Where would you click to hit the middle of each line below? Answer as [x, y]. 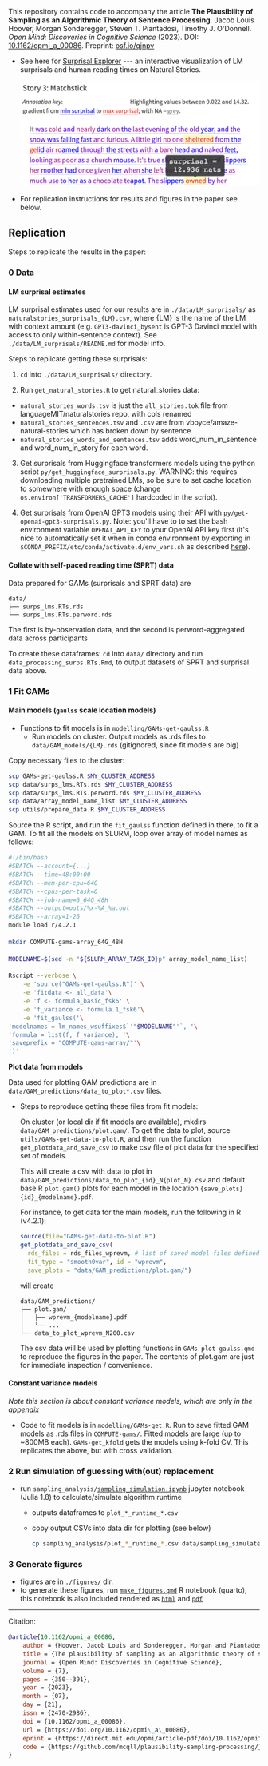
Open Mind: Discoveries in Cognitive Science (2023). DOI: [104, 37]
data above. [28, 670]
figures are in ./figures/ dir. [67, 1581]
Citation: [22, 1621]
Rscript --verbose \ [43, 976]
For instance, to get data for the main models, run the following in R [130, 1212]
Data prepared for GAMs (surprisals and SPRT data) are [100, 583]
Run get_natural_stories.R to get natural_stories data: [110, 390]
